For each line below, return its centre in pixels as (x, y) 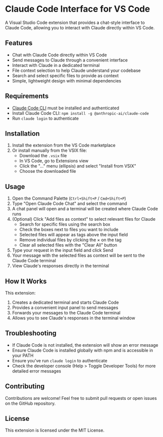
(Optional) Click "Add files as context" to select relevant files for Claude (84, 219)
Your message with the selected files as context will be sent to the (78, 255)
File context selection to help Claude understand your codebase (76, 70)
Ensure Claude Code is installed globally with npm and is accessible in (82, 350)
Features (19, 43)
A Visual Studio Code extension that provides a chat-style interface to (75, 22)
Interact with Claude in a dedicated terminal (56, 65)
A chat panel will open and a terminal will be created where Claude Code (85, 209)
